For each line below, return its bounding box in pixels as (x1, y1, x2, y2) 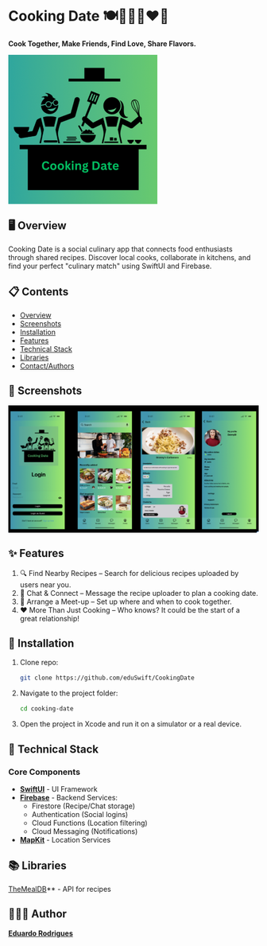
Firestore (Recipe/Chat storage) (31, 801, 135, 811)
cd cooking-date (19, 705, 74, 713)
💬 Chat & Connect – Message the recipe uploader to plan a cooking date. (19, 588, 258, 598)
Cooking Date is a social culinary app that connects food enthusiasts (8, 244, 233, 254)
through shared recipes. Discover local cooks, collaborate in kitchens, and (8, 252, 251, 262)
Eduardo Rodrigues (8, 928, 73, 938)
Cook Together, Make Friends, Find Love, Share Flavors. (8, 38, 197, 49)
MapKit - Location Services (19, 835, 111, 844)
